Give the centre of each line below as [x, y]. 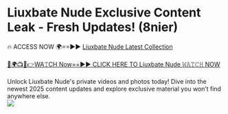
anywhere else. [28, 96]
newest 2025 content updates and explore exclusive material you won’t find [114, 89]
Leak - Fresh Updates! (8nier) [93, 27]
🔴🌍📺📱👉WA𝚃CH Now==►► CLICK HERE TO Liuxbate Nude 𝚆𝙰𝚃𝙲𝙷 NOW [114, 64]
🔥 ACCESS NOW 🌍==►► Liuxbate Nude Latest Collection [90, 47]
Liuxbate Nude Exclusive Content [104, 13]
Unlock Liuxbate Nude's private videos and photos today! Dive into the [107, 81]
